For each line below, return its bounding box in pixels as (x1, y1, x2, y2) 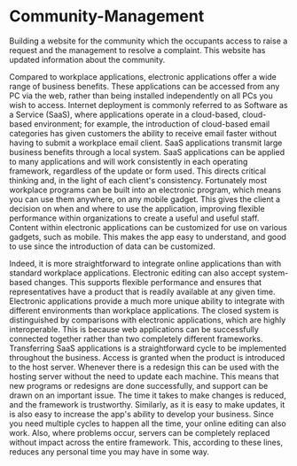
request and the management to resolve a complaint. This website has (9, 44, 266, 55)
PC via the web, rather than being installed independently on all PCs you (9, 90, 273, 101)
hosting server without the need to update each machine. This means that (9, 370, 279, 382)
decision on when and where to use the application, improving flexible (9, 203, 265, 214)
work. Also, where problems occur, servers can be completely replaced (9, 427, 270, 438)
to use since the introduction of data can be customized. (9, 241, 215, 252)
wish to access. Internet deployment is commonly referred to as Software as (9, 99, 288, 110)
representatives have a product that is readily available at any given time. (9, 286, 277, 297)
